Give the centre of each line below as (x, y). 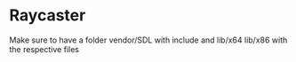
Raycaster (48, 15)
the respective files (44, 49)
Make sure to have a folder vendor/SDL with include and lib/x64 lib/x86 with (148, 40)
